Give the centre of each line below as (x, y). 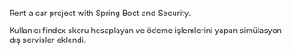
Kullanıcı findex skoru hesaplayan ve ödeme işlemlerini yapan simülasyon (145, 30)
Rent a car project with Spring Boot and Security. (100, 13)
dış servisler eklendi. (48, 40)
